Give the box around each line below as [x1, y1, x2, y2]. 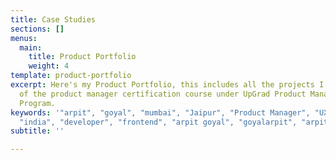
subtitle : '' [10, 126, 65, 136]
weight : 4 [28, 61, 70, 71]
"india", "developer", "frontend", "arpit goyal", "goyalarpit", [19, 117, 298, 127]
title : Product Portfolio [28, 52, 137, 62]
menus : [10, 33, 38, 43]
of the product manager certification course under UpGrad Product [19, 89, 307, 99]
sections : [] [10, 24, 65, 34]
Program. [19, 98, 56, 108]
